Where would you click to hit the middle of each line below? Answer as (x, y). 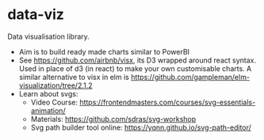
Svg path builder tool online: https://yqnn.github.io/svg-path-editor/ (141, 127)
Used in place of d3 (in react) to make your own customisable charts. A (135, 68)
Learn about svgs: (48, 93)
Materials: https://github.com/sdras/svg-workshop (113, 119)
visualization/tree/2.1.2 (55, 85)
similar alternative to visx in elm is (74, 77)
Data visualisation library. (49, 36)
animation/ (48, 110)
